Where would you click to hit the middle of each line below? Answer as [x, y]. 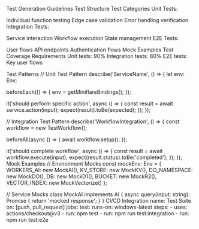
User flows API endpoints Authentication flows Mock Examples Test [90, 50]
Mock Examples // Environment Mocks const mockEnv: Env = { [84, 164]
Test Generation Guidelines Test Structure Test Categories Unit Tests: [92, 9]
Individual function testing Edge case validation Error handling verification [97, 20]
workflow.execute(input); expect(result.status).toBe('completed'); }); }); [94, 157]
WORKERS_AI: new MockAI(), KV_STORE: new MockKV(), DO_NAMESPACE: [99, 170]
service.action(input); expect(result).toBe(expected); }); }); [79, 110]
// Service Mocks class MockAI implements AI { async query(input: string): [98, 194]
